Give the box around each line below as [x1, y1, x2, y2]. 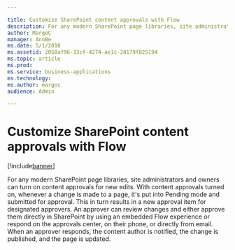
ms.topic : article [7, 55, 61, 63]
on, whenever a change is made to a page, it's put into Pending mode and [7, 190, 220, 199]
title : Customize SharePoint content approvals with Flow [7, 16, 180, 23]
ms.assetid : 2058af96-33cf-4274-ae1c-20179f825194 [7, 49, 158, 56]
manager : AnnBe [7, 36, 52, 43]
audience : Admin [7, 88, 55, 95]
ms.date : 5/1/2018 [7, 43, 61, 50]
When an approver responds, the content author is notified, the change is [7, 228, 219, 236]
